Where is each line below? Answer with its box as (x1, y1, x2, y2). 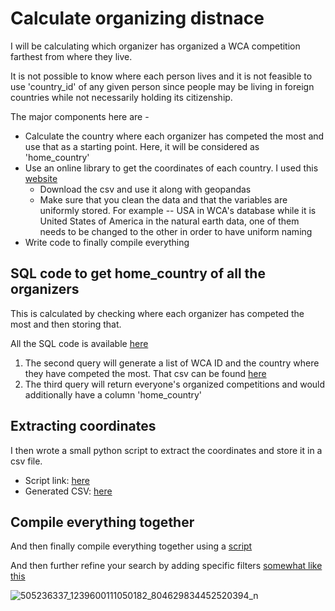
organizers (10, 281, 80, 298)
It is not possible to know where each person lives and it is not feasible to (10, 70, 313, 82)
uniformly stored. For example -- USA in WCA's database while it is (39, 204, 317, 216)
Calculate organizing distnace (10, 7, 265, 30)
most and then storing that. (10, 318, 122, 330)
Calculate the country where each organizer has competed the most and (24, 130, 325, 142)
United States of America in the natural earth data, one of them (39, 215, 300, 227)
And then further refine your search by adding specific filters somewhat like (10, 560, 323, 572)
